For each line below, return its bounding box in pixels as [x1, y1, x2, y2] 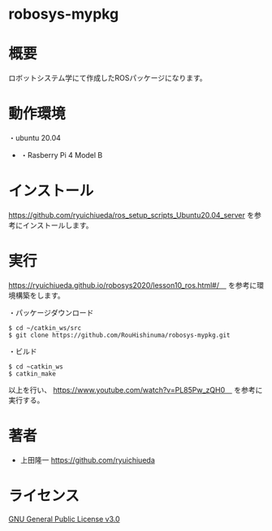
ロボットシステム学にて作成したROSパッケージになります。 [8, 73, 207, 83]
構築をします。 [15, 290, 65, 300]
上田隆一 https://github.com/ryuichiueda [19, 455, 156, 464]
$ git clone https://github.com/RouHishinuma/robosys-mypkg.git [8, 331, 231, 339]
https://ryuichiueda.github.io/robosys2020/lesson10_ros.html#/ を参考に [8, 280, 257, 289]
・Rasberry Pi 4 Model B [19, 150, 103, 160]
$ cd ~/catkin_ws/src [8, 324, 82, 332]
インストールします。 [22, 220, 93, 230]
